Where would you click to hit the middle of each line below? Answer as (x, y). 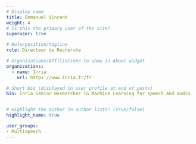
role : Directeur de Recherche (44, 50)
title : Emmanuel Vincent (37, 17)
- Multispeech (24, 132)
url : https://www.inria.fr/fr (55, 77)
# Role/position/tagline (37, 45)
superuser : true (26, 34)
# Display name (25, 12)
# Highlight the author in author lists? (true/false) (76, 110)
